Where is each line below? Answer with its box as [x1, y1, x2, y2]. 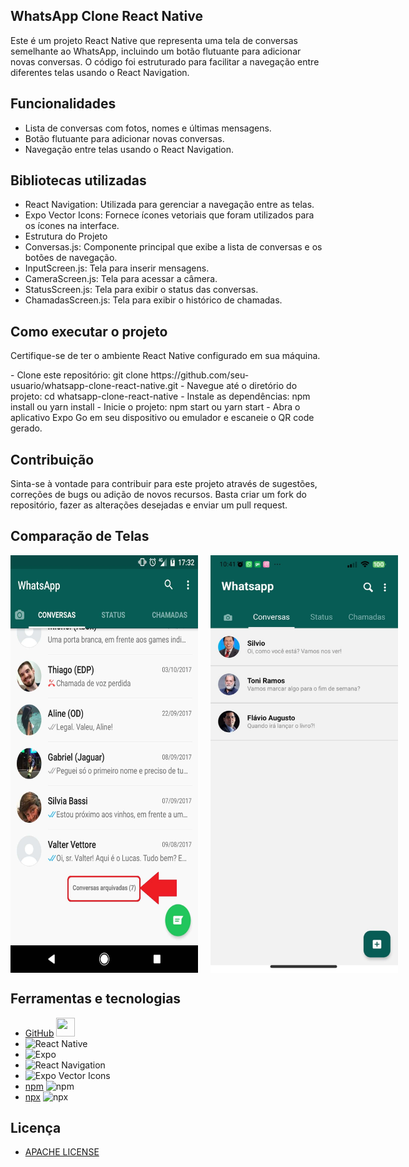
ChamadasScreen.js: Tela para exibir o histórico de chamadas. [24, 294, 283, 306]
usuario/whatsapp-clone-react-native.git [10, 380, 178, 392]
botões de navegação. [24, 252, 118, 264]
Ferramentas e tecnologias [10, 990, 182, 1008]
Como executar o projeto [10, 323, 168, 340]
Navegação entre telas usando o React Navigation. [24, 143, 234, 155]
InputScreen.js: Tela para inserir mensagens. [24, 262, 210, 274]
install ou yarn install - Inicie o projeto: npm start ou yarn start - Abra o [10, 401, 301, 413]
